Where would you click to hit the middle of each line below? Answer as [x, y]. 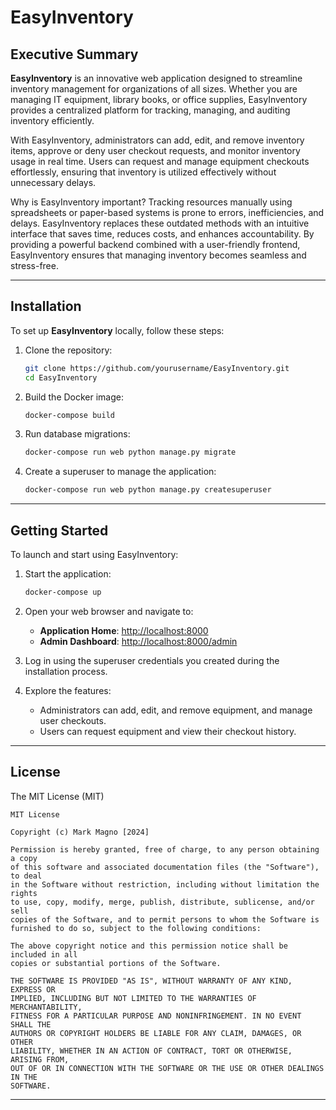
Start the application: [68, 574]
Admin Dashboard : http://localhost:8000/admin [138, 641]
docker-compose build [69, 415]
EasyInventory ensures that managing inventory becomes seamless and [158, 255]
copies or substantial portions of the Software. [116, 963]
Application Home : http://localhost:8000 [124, 630]
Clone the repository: [68, 350]
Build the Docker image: [74, 397]
